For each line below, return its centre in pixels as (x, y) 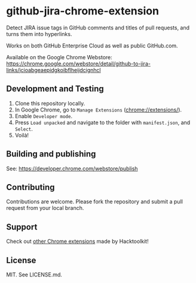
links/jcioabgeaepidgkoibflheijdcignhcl (53, 70)
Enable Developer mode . (44, 116)
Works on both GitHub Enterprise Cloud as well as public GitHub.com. (92, 46)
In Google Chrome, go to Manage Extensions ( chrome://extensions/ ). (98, 110)
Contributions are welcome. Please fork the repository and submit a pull (95, 201)
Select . (24, 129)
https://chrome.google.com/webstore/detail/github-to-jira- (79, 64)
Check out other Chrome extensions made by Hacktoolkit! (77, 242)
